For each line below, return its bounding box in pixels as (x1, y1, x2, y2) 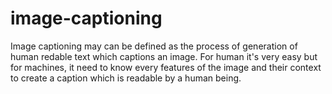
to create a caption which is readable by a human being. (10, 72, 242, 84)
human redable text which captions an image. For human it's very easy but (10, 50, 318, 62)
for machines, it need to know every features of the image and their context (10, 61, 322, 73)
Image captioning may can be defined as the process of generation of (10, 40, 298, 52)
